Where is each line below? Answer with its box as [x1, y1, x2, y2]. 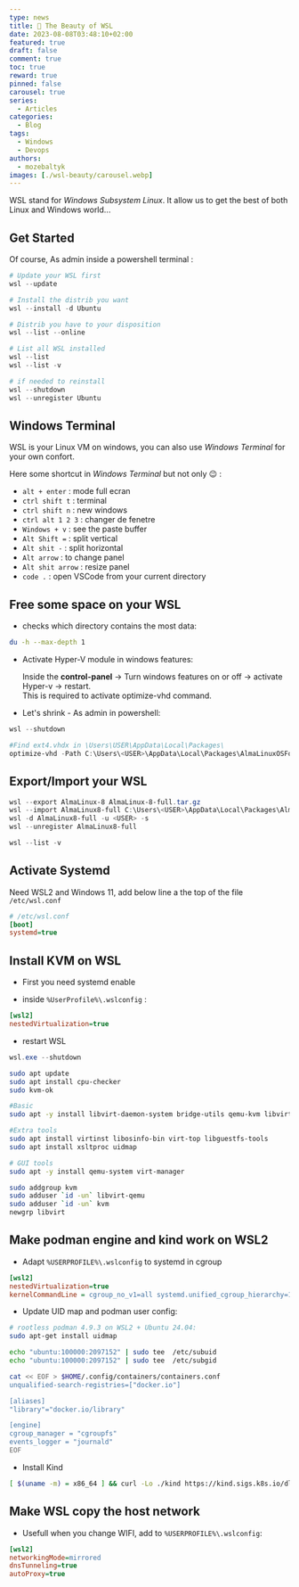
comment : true [9, 54, 62, 63]
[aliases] [9, 1396, 46, 1405]
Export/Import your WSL [9, 774, 148, 789]
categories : [9, 112, 53, 121]
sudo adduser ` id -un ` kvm [9, 1200, 109, 1209]
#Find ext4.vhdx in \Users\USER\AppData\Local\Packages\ [9, 741, 225, 750]
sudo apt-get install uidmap [9, 1332, 117, 1341]
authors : [9, 153, 42, 163]
